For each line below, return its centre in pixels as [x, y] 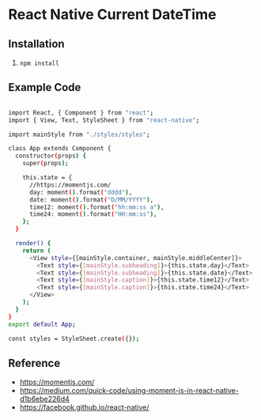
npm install [39, 63]
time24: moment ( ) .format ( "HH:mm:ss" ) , [93, 214]
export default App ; [42, 324]
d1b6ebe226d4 [44, 399]
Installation [36, 44]
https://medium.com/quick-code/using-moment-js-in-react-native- [129, 391]
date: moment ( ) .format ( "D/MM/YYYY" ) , [91, 199]
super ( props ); [45, 164]
